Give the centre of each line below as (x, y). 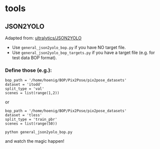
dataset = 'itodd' (24, 85)
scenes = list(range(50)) (31, 124)
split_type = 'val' (25, 89)
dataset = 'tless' (24, 115)
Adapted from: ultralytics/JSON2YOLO (43, 38)
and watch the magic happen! (35, 141)
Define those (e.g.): (29, 70)
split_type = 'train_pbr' (31, 119)
